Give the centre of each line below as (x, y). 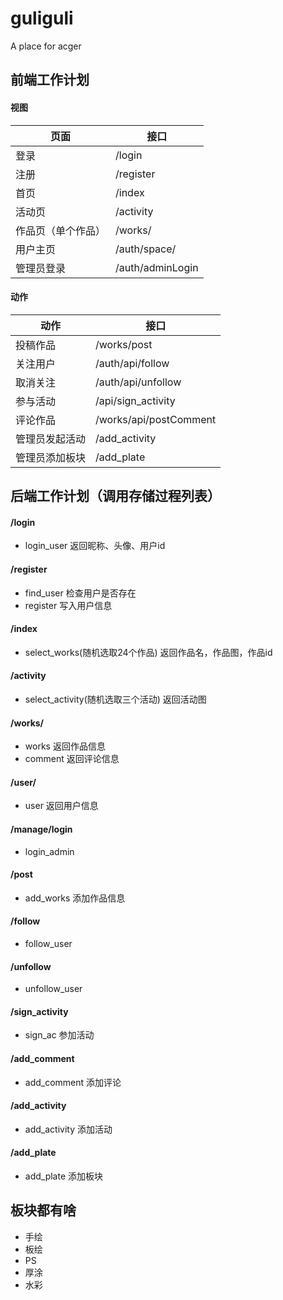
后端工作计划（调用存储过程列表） (115, 496)
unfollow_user (53, 989)
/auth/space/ (146, 249)
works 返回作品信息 (65, 746)
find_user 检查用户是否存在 (80, 593)
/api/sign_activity (135, 400)
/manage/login (41, 829)
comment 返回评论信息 (72, 759)
